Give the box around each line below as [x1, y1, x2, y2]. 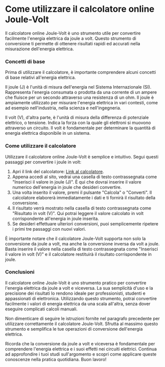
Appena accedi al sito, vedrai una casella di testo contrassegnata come [12, 174, 157, 180]
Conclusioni [5, 269, 34, 275]
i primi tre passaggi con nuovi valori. [12, 226, 86, 232]
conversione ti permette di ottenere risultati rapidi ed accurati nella [5, 40, 140, 46]
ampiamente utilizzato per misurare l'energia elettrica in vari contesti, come [5, 100, 158, 106]
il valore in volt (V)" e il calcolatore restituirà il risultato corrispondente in [5, 251, 152, 257]
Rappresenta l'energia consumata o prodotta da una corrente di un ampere [5, 90, 157, 95]
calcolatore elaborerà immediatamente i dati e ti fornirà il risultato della [12, 194, 156, 200]
